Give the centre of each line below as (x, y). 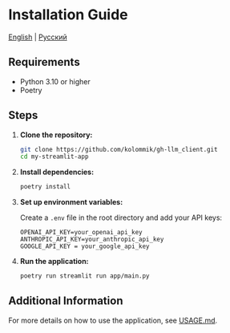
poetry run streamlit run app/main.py (85, 276)
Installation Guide (68, 15)
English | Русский (38, 37)
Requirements (44, 62)
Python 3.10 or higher (55, 81)
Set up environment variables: (71, 202)
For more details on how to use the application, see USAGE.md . (113, 320)
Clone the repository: (56, 135)
